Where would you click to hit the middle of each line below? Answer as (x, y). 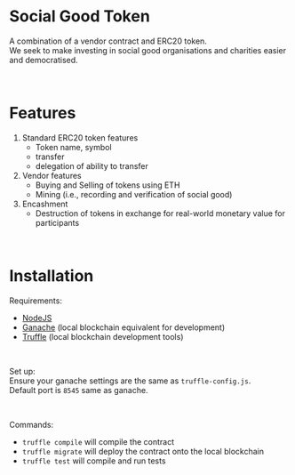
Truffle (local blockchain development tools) (103, 336)
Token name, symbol (74, 147)
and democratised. (44, 60)
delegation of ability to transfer (92, 165)
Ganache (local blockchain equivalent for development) (124, 327)
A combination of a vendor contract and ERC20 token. (108, 41)
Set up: (22, 371)
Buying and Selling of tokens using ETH (108, 185)
